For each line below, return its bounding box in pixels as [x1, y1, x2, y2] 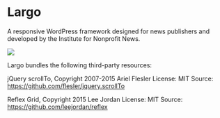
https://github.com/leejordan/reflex [7, 102, 108, 111]
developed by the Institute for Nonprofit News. [7, 34, 141, 42]
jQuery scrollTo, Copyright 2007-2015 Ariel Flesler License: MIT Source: [7, 74, 214, 83]
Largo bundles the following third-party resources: [7, 60, 152, 69]
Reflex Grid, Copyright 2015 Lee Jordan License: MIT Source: [7, 95, 183, 103]
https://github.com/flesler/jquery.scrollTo [7, 81, 125, 90]
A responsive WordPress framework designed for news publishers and [7, 27, 210, 35]
